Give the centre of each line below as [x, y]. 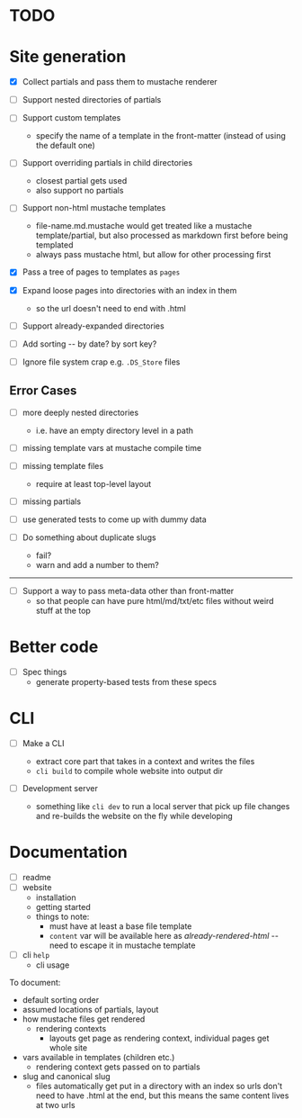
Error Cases [43, 391]
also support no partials [80, 191]
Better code [54, 647]
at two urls [55, 1105]
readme [36, 877]
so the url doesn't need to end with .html [111, 308]
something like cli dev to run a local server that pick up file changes [163, 807]
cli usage [53, 965]
